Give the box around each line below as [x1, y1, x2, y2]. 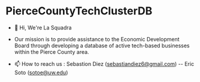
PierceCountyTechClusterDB [5, 4, 153, 18]
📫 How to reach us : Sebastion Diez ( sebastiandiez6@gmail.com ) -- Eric [14, 60, 195, 67]
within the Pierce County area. [14, 48, 89, 55]
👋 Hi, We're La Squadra [14, 24, 72, 31]
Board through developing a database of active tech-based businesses [14, 42, 190, 49]
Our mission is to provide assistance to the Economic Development [14, 35, 180, 42]
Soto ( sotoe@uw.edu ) [14, 69, 68, 76]
